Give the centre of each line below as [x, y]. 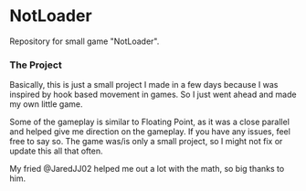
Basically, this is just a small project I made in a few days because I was [144, 85]
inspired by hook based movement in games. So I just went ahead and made [153, 95]
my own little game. [47, 104]
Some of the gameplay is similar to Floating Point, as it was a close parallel [150, 122]
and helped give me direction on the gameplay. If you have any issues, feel [150, 132]
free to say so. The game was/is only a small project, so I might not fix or [146, 142]
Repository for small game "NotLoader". [84, 41]
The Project [36, 65]
